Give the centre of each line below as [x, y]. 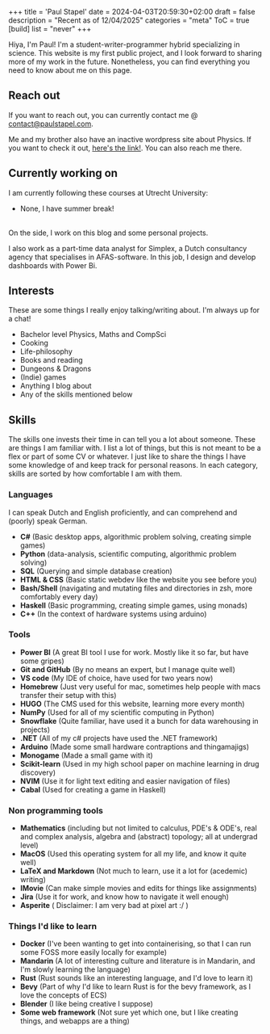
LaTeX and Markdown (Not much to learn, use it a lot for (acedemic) [134, 871]
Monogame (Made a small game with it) [86, 755]
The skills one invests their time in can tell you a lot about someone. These [132, 439]
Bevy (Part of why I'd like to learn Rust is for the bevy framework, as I [135, 987]
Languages [31, 494]
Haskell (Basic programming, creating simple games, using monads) [134, 605]
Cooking [34, 343]
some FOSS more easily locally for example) [93, 952]
